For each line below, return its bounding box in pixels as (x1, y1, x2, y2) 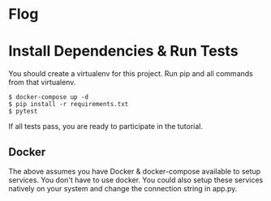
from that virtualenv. (8, 78, 76, 88)
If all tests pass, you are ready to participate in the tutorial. (8, 122, 204, 131)
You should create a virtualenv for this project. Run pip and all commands (8, 69, 253, 79)
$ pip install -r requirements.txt (8, 100, 129, 109)
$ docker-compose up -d (8, 93, 89, 101)
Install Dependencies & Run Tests (8, 42, 239, 61)
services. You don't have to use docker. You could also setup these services (8, 175, 264, 185)
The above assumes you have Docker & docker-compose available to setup (8, 166, 261, 176)
